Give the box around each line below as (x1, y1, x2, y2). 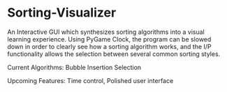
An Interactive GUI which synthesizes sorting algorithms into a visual (7, 28, 205, 36)
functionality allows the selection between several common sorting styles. (7, 50, 221, 58)
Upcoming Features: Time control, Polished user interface (7, 76, 174, 84)
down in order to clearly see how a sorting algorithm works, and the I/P (7, 42, 212, 50)
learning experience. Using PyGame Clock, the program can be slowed (7, 35, 212, 43)
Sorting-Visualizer (7, 5, 117, 21)
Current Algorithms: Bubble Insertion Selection (7, 63, 142, 71)
